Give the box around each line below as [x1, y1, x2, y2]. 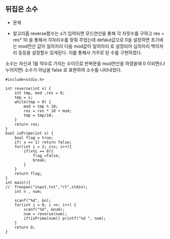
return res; [14, 122, 40, 127]
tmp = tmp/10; [23, 113, 54, 118]
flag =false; [32, 153, 60, 158]
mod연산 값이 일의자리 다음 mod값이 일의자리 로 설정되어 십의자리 [18, 43, 150, 49]
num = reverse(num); [23, 211, 67, 216]
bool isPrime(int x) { [5, 131, 54, 136]
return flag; [14, 171, 42, 176]
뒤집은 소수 [5, 5, 38, 14]
